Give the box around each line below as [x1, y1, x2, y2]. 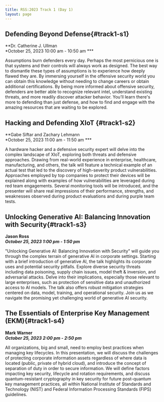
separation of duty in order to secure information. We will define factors [5, 365, 150, 371]
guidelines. [5, 391, 27, 397]
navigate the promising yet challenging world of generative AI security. [5, 295, 148, 301]
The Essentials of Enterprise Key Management [5, 309, 150, 318]
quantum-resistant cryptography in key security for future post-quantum [5, 376, 152, 381]
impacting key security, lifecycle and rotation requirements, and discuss [5, 371, 150, 377]
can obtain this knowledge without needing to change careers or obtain [5, 78, 149, 84]
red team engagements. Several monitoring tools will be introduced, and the [5, 183, 158, 189]
